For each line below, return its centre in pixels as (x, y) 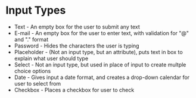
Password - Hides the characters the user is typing (77, 46)
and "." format (31, 39)
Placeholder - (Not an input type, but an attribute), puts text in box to (98, 52)
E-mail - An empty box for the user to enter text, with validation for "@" (101, 33)
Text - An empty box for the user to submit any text (77, 27)
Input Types (36, 10)
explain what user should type (51, 58)
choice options (32, 71)
